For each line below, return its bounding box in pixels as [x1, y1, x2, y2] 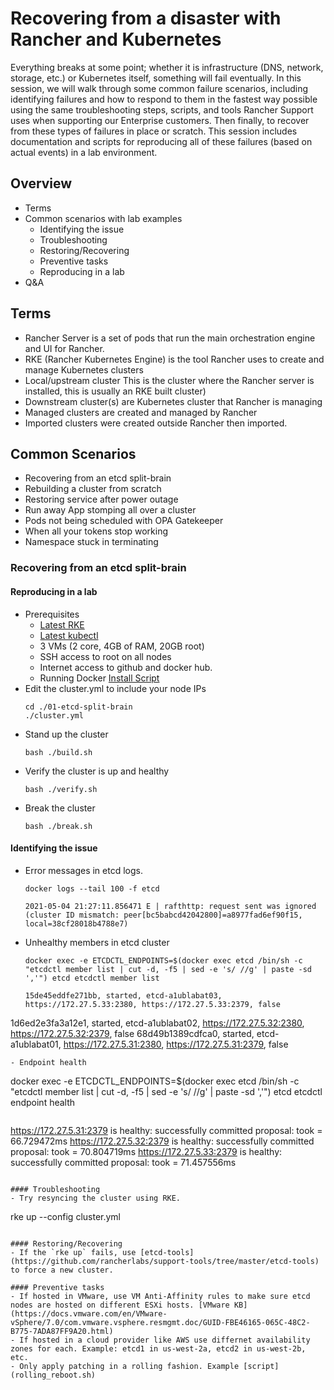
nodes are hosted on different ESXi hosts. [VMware [10, 1300, 230, 1310]
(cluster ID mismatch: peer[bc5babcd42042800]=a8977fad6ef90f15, [24, 910, 303, 920]
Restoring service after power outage [24, 493, 179, 506]
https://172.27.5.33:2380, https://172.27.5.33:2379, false [24, 999, 281, 1009]
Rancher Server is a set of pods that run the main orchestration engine [24, 332, 316, 344]
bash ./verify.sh [24, 784, 98, 794]
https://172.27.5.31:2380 [63, 1038, 162, 1050]
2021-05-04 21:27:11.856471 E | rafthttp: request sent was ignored [24, 901, 317, 911]
